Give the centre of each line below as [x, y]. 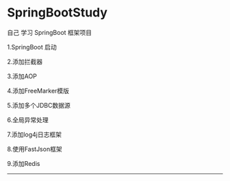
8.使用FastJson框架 [35, 149]
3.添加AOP [22, 76]
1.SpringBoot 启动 [32, 47]
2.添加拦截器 [25, 61]
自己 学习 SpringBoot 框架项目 [50, 32]
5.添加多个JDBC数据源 [39, 105]
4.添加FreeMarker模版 [38, 90]
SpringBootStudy [57, 13]
